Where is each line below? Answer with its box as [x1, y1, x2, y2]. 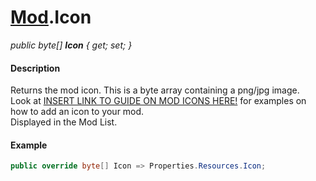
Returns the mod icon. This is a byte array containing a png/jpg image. [10, 84, 300, 96]
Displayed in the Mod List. [10, 116, 118, 128]
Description [10, 62, 61, 74]
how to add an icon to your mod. [10, 106, 145, 118]
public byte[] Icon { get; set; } [10, 39, 133, 51]
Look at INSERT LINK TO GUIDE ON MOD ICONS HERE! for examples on [10, 95, 307, 107]
